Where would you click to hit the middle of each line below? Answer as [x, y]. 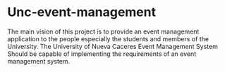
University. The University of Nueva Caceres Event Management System [113, 46]
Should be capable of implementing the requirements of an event [102, 54]
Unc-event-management [82, 12]
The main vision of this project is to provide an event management [103, 31]
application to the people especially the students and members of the [108, 38]
